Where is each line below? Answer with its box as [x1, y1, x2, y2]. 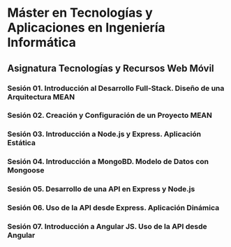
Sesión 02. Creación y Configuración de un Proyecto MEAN [7, 110, 213, 120]
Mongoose [7, 165, 45, 175]
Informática [7, 35, 77, 50]
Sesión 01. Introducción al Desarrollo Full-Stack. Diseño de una [7, 83, 225, 93]
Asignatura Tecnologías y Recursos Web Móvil [7, 62, 214, 74]
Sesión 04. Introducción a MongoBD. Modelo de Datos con [7, 157, 209, 167]
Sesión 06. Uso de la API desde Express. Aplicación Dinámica [7, 203, 220, 213]
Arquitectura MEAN [7, 92, 75, 102]
